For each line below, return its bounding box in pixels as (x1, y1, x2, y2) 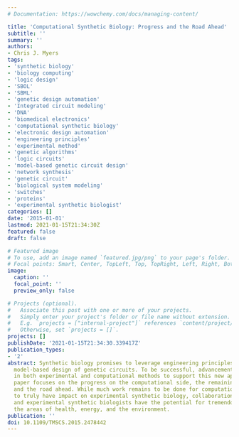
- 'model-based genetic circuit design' (7, 162, 129, 169)
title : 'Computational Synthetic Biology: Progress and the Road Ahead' (7, 23, 228, 31)
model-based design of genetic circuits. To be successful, (14, 366, 196, 373)
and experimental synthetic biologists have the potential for (14, 399, 205, 406)
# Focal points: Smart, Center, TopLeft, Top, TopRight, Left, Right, (7, 261, 221, 268)
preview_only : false (14, 287, 75, 294)
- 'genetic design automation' (7, 96, 100, 103)
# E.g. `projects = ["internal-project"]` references (7, 320, 176, 327)
